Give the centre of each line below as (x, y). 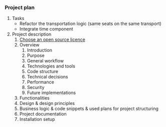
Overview (29, 45)
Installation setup (37, 119)
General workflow (45, 61)
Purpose (36, 55)
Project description (32, 34)
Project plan (20, 7)
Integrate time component (46, 29)
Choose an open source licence (52, 39)
